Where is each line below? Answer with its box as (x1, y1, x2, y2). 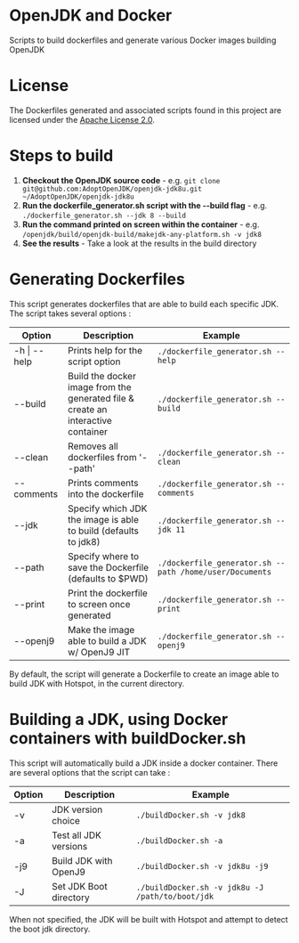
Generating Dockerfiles (9, 269, 185, 289)
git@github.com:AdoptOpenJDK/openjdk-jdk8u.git (21, 184, 202, 193)
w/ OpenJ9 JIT (68, 646, 131, 658)
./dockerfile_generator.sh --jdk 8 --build (21, 211, 187, 220)
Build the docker (68, 370, 136, 382)
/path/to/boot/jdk (136, 891, 214, 901)
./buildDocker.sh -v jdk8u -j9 (136, 861, 269, 871)
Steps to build (9, 146, 114, 166)
